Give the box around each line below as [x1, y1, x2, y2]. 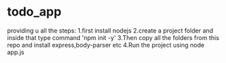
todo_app [7, 4, 61, 20]
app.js [7, 48, 25, 56]
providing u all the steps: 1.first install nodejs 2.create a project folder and [7, 26, 214, 35]
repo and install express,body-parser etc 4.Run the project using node [7, 41, 205, 49]
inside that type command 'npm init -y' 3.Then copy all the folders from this [7, 33, 220, 41]
